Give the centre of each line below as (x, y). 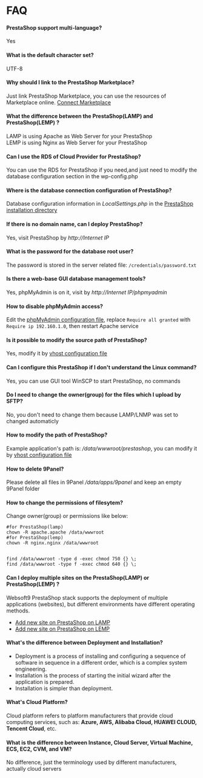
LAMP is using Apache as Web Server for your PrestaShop (79, 136)
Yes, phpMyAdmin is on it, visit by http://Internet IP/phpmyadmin (87, 292)
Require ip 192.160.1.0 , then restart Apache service (72, 326)
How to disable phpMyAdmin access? (55, 306)
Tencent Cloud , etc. (31, 729)
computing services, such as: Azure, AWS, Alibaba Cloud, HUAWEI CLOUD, (101, 722)
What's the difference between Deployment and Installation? (85, 643)
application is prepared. (45, 682)
